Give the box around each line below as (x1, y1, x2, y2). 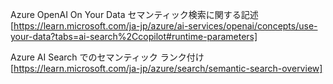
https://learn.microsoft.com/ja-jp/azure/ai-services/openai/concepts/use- (13, 20, 318, 32)
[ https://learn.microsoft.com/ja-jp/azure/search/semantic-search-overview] (10, 63, 323, 74)
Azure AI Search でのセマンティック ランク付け (10, 51, 205, 63)
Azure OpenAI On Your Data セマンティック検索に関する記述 (10, 9, 259, 20)
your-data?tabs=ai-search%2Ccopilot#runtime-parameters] (10, 31, 258, 42)
